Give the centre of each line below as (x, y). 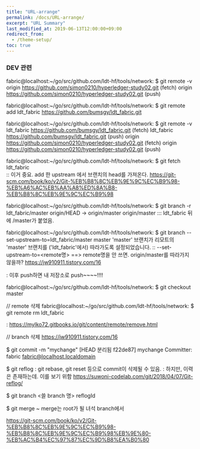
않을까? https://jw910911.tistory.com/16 (54, 262)
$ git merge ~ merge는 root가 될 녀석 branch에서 (65, 409)
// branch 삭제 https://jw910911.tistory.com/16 (62, 337)
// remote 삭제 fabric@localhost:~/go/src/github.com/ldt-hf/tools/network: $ (100, 306)
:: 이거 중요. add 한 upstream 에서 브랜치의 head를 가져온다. (77, 175)
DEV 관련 (19, 68)
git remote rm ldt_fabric (35, 313)
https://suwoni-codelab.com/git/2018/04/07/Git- (133, 377)
